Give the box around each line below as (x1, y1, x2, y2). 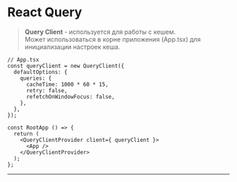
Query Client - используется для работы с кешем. (24, 28, 176, 36)
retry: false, (25, 87, 68, 94)
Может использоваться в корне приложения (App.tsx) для (24, 35, 201, 43)
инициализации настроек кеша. (24, 42, 121, 51)
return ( (13, 130, 39, 138)
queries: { (20, 75, 52, 82)
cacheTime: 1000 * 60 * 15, (25, 80, 109, 88)
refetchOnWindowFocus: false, (25, 93, 115, 100)
